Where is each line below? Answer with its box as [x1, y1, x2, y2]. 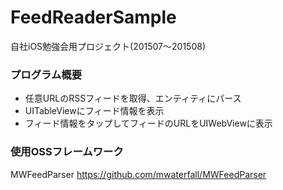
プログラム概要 [10, 67, 83, 81]
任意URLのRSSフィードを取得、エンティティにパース [24, 92, 242, 105]
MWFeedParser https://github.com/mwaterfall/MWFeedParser [10, 168, 267, 180]
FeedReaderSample [10, 6, 177, 29]
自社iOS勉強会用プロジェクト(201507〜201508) [10, 40, 207, 52]
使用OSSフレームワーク [10, 145, 124, 159]
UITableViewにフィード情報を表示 [24, 105, 165, 117]
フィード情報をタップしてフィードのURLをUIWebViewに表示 [24, 117, 273, 130]
